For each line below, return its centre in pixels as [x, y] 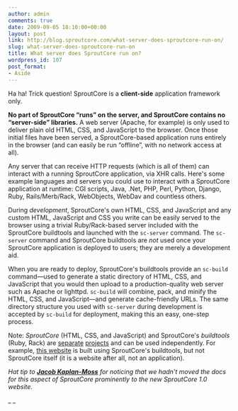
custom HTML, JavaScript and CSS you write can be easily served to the [114, 218]
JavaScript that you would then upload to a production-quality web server [116, 283]
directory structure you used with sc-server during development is [105, 306]
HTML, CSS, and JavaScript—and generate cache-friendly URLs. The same [118, 299]
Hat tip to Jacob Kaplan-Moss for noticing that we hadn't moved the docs [117, 371]
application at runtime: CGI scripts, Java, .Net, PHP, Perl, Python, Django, [115, 188]
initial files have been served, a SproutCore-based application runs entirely [117, 137]
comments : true [30, 21]
